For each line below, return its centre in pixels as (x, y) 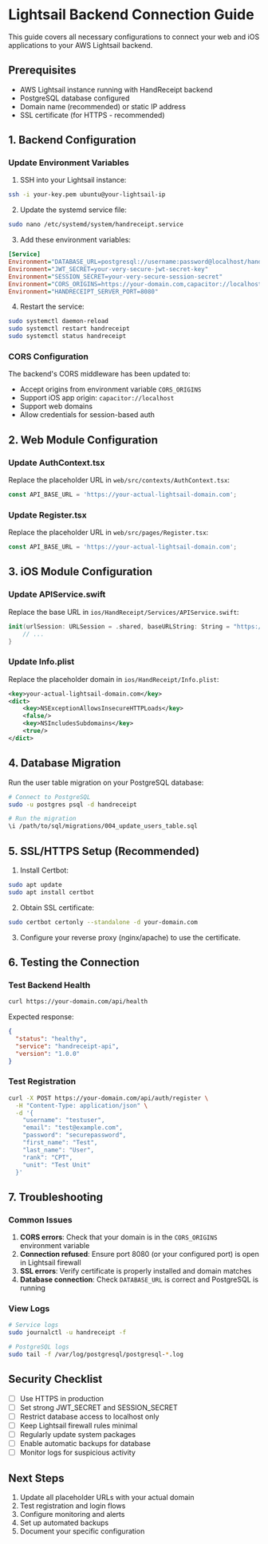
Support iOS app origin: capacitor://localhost (97, 398)
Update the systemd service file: (73, 210)
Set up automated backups (64, 1522)
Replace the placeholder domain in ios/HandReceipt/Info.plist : (114, 679)
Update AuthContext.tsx (57, 463)
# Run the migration (43, 819)
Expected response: (41, 1017)
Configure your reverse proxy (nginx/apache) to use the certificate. (130, 937)
